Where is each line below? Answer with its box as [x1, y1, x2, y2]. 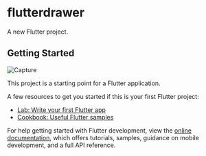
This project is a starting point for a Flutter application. [7, 79, 161, 87]
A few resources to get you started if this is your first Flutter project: [7, 92, 199, 100]
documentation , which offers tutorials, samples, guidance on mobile [7, 133, 199, 142]
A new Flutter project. [7, 27, 69, 36]
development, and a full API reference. [7, 141, 116, 149]
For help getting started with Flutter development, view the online [7, 126, 192, 135]
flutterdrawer [7, 5, 84, 21]
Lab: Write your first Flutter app [16, 105, 106, 114]
